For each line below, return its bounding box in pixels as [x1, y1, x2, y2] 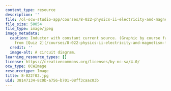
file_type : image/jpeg [5, 26, 53, 31]
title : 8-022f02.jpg [5, 73, 49, 78]
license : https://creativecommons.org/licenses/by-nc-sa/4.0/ [5, 59, 140, 64]
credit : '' [10, 45, 33, 50]
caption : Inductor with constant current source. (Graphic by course [10, 36, 160, 41]
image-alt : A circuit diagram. [10, 50, 76, 55]
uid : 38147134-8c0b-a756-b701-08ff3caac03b [5, 78, 99, 83]
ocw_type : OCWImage [5, 64, 47, 69]
